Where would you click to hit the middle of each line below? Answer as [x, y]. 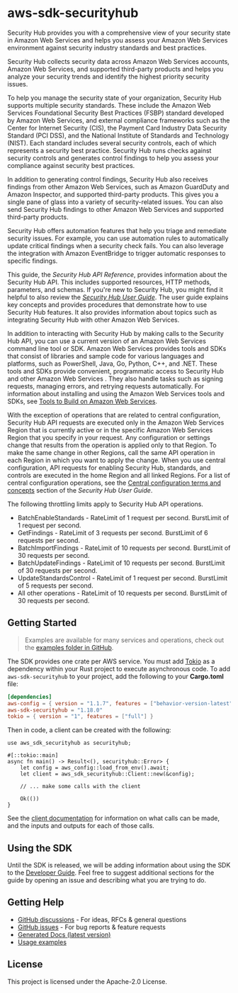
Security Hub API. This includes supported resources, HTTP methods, [109, 282]
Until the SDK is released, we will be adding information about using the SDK [119, 865]
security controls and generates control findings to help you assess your [113, 158]
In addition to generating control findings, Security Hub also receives [108, 179]
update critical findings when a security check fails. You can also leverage [116, 245]
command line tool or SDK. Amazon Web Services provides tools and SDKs [117, 348]
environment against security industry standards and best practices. [107, 47]
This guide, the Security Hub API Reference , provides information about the [118, 274]
